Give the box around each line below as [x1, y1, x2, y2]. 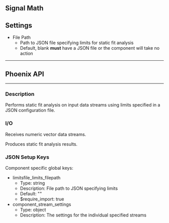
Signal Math [5, 4, 44, 13]
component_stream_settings [12, 201, 71, 207]
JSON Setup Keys [5, 153, 49, 160]
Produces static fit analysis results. [5, 141, 78, 147]
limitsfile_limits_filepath [12, 174, 61, 180]
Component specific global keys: [5, 165, 73, 171]
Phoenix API [5, 70, 44, 78]
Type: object [20, 206, 46, 212]
